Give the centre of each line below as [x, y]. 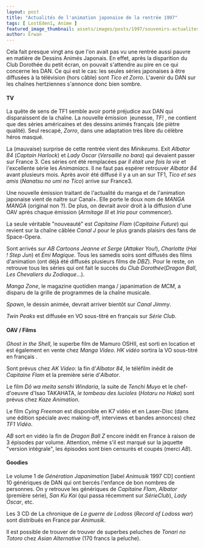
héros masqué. [25, 137]
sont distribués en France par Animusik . [56, 520]
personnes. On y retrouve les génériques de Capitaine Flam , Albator [92, 489]
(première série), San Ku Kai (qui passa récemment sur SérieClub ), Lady [97, 495]
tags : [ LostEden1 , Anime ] [42, 23]
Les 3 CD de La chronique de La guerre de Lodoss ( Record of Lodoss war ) [100, 513]
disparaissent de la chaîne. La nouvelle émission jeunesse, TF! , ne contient [101, 118]
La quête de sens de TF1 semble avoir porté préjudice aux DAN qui [90, 111]
